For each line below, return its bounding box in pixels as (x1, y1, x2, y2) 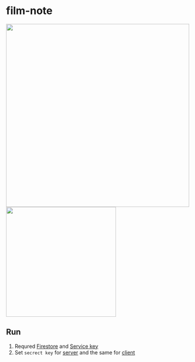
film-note (6, 4, 53, 18)
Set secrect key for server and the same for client (14, 349, 135, 356)
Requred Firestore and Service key (14, 343, 98, 350)
